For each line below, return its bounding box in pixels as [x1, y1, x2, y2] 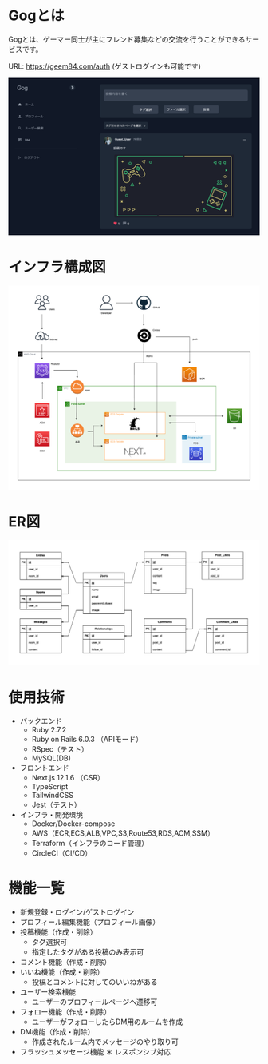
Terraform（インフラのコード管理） [31, 839, 149, 848]
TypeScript [31, 782, 69, 792]
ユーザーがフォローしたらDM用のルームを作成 [31, 1017, 183, 1026]
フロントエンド [19, 763, 69, 772]
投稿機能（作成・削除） [19, 927, 97, 937]
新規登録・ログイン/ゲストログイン [19, 907, 135, 917]
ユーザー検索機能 [19, 987, 77, 997]
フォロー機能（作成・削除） [19, 1007, 112, 1017]
